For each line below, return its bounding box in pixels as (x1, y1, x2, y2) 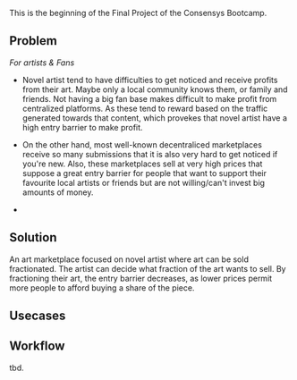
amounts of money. (21, 187, 94, 198)
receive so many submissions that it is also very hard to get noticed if (21, 148, 278, 159)
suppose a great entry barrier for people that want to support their (21, 167, 267, 178)
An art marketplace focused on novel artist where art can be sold (9, 254, 249, 265)
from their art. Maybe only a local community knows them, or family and (21, 84, 288, 95)
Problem (9, 33, 58, 48)
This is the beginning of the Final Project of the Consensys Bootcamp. (9, 8, 267, 18)
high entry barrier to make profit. (21, 122, 143, 132)
